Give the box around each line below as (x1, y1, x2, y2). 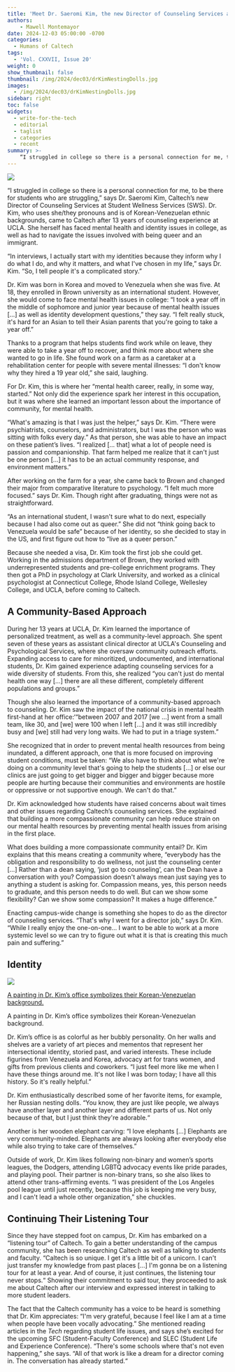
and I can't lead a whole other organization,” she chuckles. (7, 1192, 176, 1201)
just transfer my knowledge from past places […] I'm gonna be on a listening (7, 1261, 227, 1270)
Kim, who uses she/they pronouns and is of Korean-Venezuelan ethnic (7, 208, 211, 217)
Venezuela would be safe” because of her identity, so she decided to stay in (7, 527, 226, 535)
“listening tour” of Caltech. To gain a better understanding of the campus (7, 1239, 218, 1247)
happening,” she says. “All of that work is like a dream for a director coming (7, 1350, 225, 1358)
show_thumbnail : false (7, 69, 73, 76)
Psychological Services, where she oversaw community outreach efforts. (7, 647, 218, 655)
